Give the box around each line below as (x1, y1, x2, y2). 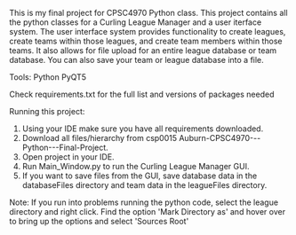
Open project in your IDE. (21, 152, 115, 162)
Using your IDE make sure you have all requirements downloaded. (21, 123, 264, 134)
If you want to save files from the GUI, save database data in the (21, 170, 258, 181)
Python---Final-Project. (21, 142, 108, 153)
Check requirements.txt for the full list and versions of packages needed (9, 89, 275, 99)
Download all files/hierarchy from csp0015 (21, 133, 178, 143)
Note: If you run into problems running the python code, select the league (9, 197, 278, 208)
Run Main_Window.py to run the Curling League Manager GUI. (21, 161, 250, 171)
